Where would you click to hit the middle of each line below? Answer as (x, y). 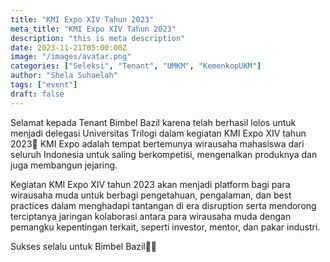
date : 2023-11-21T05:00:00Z (69, 47)
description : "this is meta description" (98, 38)
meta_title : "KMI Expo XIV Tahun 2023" (93, 29)
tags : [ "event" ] (44, 85)
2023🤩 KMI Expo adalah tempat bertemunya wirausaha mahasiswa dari (157, 143)
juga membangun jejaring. (64, 165)
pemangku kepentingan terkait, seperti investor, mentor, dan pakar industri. (165, 227)
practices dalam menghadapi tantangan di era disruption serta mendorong (163, 205)
